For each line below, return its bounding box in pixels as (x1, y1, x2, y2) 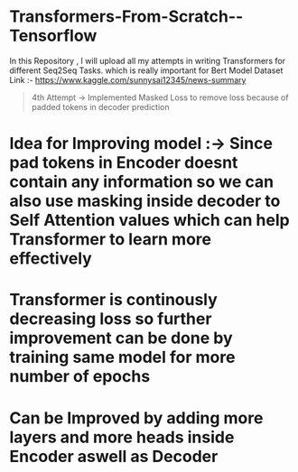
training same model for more (9, 347, 236, 367)
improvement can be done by (9, 328, 233, 348)
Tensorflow (9, 25, 98, 46)
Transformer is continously (9, 290, 219, 310)
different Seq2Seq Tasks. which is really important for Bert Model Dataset (9, 65, 284, 76)
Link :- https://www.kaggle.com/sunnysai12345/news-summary (9, 74, 247, 85)
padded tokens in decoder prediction (31, 101, 170, 112)
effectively (9, 248, 92, 269)
